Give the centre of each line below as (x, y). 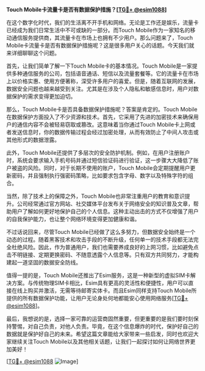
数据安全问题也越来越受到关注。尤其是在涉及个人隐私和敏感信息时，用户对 (100, 89)
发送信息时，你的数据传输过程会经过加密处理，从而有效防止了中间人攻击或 (105, 132)
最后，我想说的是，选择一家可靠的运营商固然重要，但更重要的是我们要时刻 (100, 319)
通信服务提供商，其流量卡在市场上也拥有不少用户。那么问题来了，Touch (102, 38)
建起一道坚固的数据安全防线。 (44, 262)
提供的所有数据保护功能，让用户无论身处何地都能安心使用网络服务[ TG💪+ (97, 298)
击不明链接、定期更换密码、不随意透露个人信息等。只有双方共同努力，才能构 (103, 255)
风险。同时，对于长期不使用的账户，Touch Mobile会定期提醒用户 (109, 168)
